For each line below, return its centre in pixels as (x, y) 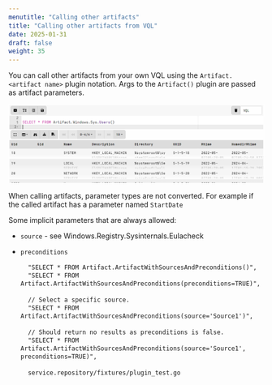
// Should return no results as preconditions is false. (126, 332)
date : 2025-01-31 (38, 34)
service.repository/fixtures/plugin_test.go (104, 373)
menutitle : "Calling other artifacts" (74, 17)
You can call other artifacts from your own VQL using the (104, 75)
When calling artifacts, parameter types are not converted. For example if (131, 196)
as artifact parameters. (47, 92)
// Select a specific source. (79, 300)
